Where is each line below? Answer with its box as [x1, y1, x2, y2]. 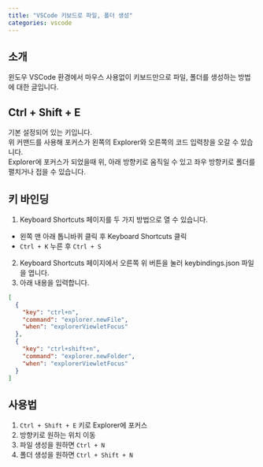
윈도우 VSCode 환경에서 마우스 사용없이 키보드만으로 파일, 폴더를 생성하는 [8, 73, 237, 82]
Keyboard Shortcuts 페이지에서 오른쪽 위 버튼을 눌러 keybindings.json [19, 258, 240, 267]
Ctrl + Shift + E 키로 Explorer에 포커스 [19, 420, 148, 430]
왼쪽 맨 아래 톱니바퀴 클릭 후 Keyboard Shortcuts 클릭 [19, 231, 187, 241]
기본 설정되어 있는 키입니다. [8, 128, 93, 137]
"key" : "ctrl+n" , [22, 308, 80, 316]
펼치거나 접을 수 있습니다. [8, 167, 87, 177]
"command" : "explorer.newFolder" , [22, 352, 135, 360]
